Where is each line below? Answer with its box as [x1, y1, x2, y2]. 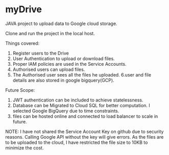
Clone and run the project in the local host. [5, 30, 95, 36]
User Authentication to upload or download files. [12, 55, 115, 62]
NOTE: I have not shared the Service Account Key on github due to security [5, 128, 164, 135]
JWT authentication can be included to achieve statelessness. [12, 97, 143, 103]
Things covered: [5, 40, 40, 46]
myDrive [5, 4, 42, 15]
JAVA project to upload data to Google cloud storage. [5, 20, 117, 27]
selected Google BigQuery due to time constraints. [12, 108, 119, 114]
